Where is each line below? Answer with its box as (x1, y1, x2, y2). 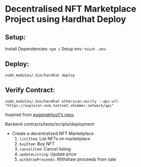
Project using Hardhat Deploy (5, 14, 126, 25)
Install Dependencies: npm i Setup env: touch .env (5, 46, 106, 51)
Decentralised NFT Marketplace (5, 3, 137, 15)
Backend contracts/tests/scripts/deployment (5, 121, 95, 127)
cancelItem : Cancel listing (19, 146, 71, 151)
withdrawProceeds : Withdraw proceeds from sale (19, 156, 117, 162)
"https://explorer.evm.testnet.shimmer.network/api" (5, 103, 114, 108)
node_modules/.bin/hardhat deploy (5, 73, 75, 78)
